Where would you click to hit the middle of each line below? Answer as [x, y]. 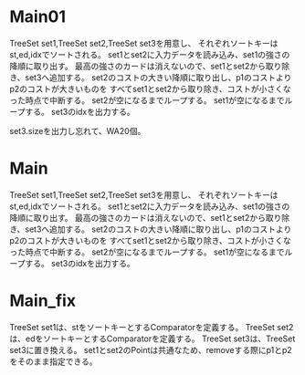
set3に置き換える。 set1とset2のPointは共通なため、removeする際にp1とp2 [151, 349]
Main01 [38, 17]
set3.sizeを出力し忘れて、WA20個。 [78, 130]
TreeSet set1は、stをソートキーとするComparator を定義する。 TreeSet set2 [152, 327]
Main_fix [42, 301]
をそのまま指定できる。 [53, 361]
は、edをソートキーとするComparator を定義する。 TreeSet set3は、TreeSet [152, 339]
